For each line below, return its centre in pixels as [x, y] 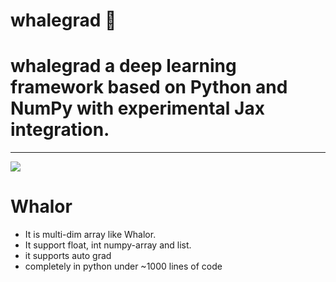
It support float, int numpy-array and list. [108, 245]
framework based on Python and [149, 87]
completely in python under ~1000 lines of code [123, 266]
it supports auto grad [68, 256]
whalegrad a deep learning [123, 66]
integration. [60, 130]
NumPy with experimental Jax [137, 108]
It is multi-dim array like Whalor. [90, 235]
